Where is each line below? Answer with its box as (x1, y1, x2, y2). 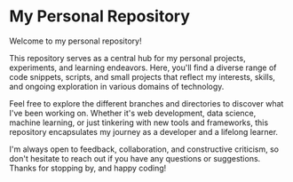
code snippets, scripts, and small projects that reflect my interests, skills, (9, 71, 275, 82)
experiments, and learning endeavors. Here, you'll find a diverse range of (9, 62, 277, 73)
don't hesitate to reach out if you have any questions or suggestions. (9, 153, 261, 163)
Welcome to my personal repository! (9, 36, 142, 46)
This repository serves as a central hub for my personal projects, (9, 52, 246, 63)
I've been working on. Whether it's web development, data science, (9, 107, 257, 118)
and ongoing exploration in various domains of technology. (9, 81, 225, 91)
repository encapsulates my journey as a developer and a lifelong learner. (9, 126, 278, 137)
